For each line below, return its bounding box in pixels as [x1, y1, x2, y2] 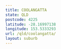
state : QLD [5, 12, 29, 17]
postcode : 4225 [5, 17, 38, 22]
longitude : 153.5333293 [5, 27, 56, 32]
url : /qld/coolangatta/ [5, 31, 56, 36]
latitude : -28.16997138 [5, 21, 56, 27]
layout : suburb [5, 36, 38, 41]
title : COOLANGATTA [5, 7, 47, 13]
